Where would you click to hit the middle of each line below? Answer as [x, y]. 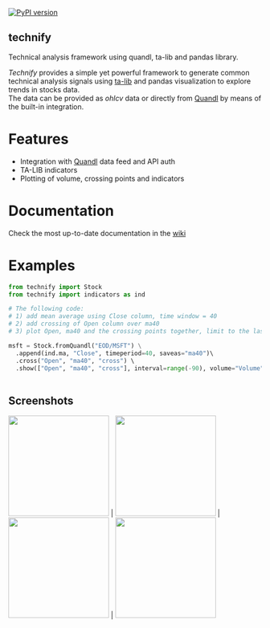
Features [39, 139]
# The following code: [46, 309]
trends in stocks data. [44, 89]
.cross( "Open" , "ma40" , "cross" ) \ [75, 361]
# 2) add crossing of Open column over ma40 [84, 324]
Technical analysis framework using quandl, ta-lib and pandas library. [123, 57]
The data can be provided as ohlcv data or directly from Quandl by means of [135, 98]
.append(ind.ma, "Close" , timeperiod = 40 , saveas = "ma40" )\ [115, 353]
